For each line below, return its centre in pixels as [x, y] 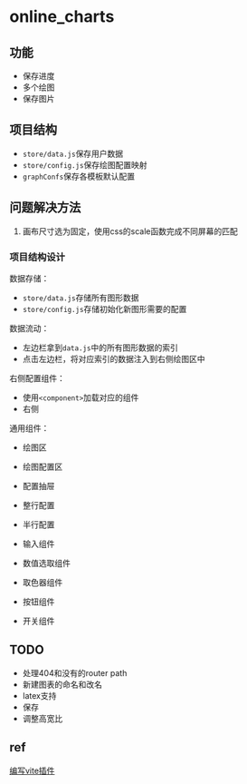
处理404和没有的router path [75, 672]
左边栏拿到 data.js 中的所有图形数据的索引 [100, 348]
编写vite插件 [32, 770]
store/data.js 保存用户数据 [73, 153]
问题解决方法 [45, 207]
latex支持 [39, 695]
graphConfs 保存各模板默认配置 [79, 176]
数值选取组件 [46, 563]
